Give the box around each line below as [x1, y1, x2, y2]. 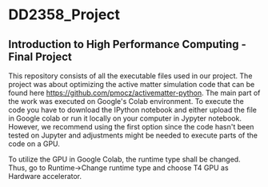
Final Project [8, 50, 72, 63]
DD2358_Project [8, 6, 121, 24]
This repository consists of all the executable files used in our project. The [8, 71, 253, 81]
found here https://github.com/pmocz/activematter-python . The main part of [8, 88, 261, 97]
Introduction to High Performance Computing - [8, 38, 246, 51]
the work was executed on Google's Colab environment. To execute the [8, 97, 244, 105]
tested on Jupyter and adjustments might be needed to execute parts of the [8, 130, 258, 140]
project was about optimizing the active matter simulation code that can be [8, 80, 255, 89]
